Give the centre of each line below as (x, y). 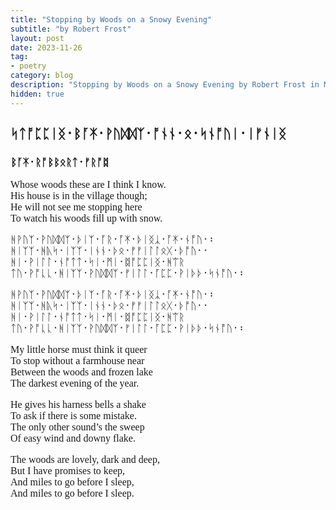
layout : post (37, 38)
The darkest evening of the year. (75, 383)
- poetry (28, 66)
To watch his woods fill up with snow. (86, 218)
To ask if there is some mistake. (73, 416)
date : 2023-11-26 (46, 47)
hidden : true (37, 94)
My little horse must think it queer (79, 350)
